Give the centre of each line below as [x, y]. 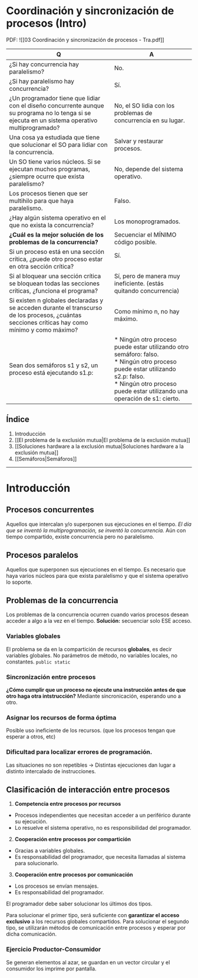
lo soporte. [19, 582]
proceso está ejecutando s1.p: [51, 372]
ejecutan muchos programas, [49, 169]
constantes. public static [38, 662]
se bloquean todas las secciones [55, 283]
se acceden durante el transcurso [56, 308]
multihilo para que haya [42, 201]
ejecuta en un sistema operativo [53, 120]
